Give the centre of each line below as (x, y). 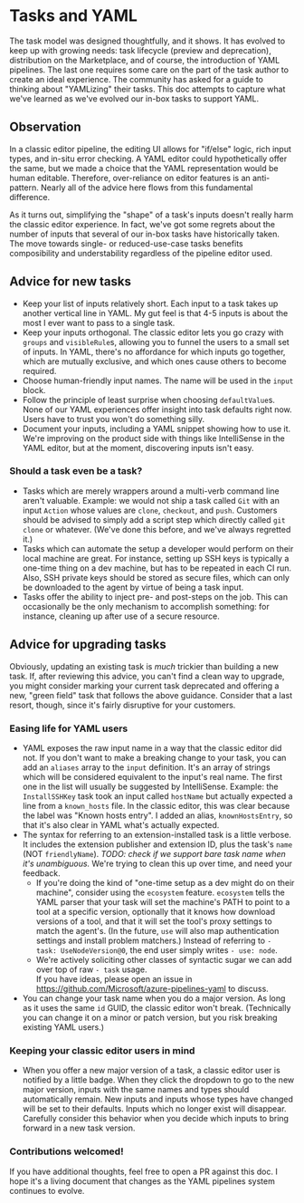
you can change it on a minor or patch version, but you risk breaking (150, 1017)
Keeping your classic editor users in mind (102, 1050)
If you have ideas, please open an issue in (114, 978)
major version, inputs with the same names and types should (136, 1090)
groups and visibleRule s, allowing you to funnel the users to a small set (156, 342)
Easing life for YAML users (69, 728)
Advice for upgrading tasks (88, 645)
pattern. (24, 188)
